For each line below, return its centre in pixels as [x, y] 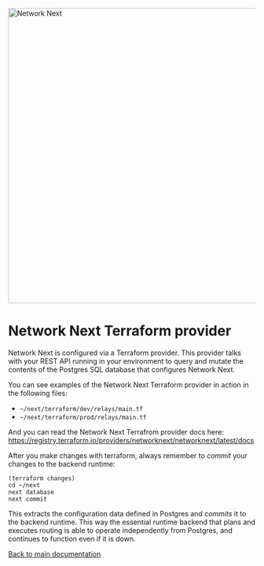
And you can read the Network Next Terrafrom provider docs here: [116, 431]
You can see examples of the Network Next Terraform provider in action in [128, 384]
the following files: [38, 393]
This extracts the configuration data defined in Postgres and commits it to [127, 513]
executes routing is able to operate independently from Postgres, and [121, 530]
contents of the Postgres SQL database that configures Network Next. [122, 369]
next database [31, 492]
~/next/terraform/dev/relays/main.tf [81, 409]
